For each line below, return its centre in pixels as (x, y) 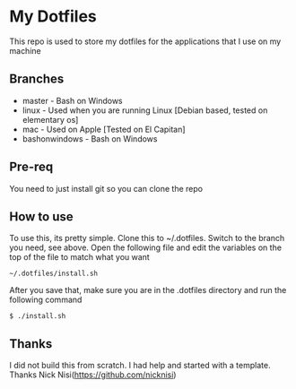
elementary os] (50, 119)
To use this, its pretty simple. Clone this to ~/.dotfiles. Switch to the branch (147, 238)
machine (26, 50)
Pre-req (31, 167)
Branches (37, 79)
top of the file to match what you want (79, 257)
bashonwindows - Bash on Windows (90, 138)
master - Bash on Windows (72, 100)
